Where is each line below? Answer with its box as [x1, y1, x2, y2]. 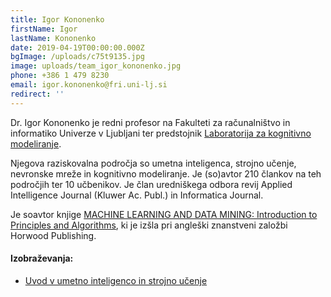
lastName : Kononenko [10, 33, 97, 43]
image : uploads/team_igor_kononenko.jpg [10, 61, 182, 71]
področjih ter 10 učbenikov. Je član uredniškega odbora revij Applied [10, 178, 293, 190]
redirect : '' [10, 89, 65, 99]
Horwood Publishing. [10, 229, 97, 241]
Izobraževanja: [10, 252, 74, 265]
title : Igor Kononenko [10, 14, 105, 25]
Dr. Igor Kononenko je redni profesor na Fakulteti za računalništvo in [10, 116, 291, 128]
